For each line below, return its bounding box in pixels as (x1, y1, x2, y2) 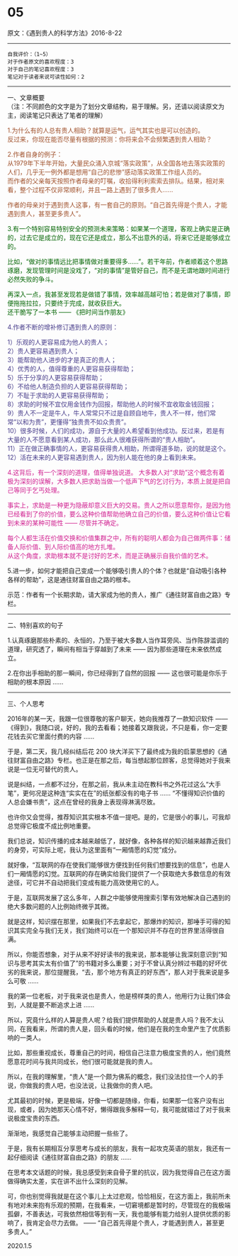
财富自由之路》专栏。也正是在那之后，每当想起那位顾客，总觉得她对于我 (13, 756, 225, 764)
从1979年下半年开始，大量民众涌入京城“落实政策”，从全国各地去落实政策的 (7, 159, 225, 167)
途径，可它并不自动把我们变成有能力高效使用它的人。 (7, 878, 163, 887)
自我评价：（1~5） (7, 50, 52, 57)
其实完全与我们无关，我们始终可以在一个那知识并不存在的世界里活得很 (13, 926, 218, 934)
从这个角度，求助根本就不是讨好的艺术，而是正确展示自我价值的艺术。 (7, 551, 212, 560)
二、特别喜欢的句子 (7, 621, 64, 629)
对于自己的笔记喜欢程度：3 (7, 65, 74, 73)
